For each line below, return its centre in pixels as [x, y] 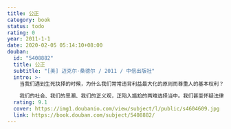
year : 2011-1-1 [29, 39]
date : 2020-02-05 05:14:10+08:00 [55, 45]
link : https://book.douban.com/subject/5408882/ [84, 115]
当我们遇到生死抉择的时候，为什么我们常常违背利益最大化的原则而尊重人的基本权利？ [122, 84]
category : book [29, 20]
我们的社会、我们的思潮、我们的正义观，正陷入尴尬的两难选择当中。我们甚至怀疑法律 [122, 96]
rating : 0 [21, 33]
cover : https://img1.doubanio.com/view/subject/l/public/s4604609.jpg [117, 109]
